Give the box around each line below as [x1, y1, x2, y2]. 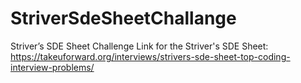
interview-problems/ [10, 61, 95, 73]
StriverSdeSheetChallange [10, 7, 237, 30]
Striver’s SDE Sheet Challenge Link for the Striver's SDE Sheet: [10, 40, 269, 52]
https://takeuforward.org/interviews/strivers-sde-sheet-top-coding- [10, 50, 291, 62]
